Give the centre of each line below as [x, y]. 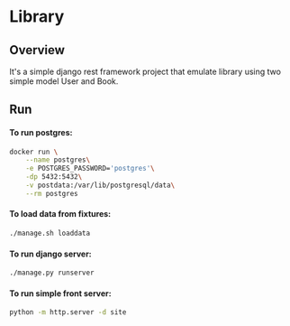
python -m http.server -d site [68, 312]
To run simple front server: [60, 293]
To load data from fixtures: [60, 214]
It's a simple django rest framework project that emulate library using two [145, 71]
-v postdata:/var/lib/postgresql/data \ [100, 186]
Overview [37, 50]
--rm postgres [52, 193]
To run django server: [50, 254]
